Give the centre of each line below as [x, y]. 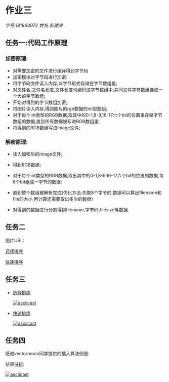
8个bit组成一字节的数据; [37, 182]
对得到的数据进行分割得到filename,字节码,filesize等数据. [71, 209]
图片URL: [15, 240]
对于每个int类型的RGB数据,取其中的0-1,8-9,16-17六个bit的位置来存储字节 [88, 115]
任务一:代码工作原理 [36, 43]
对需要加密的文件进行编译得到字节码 [50, 70]
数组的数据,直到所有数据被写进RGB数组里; [56, 121]
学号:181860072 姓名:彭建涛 [34, 25]
